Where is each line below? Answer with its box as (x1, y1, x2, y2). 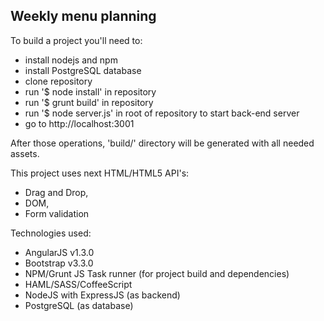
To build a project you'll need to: (10, 34, 143, 46)
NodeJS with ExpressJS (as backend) (24, 289, 181, 301)
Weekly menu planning (10, 8, 157, 25)
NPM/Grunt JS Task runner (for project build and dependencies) (24, 267, 290, 279)
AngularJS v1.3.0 (24, 246, 95, 258)
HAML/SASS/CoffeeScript (24, 278, 133, 290)
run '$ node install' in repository (24, 85, 157, 98)
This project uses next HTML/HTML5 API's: (10, 167, 190, 179)
